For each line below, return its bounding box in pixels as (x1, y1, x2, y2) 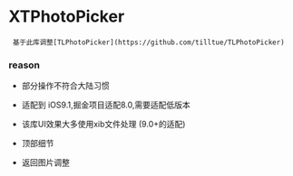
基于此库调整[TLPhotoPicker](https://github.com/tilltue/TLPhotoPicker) (12, 38, 285, 47)
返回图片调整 (21, 157, 70, 168)
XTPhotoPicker (8, 6, 125, 27)
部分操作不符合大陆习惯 (21, 80, 110, 91)
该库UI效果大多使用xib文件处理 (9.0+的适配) (21, 119, 186, 130)
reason (8, 59, 41, 71)
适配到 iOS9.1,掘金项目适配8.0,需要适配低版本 (21, 99, 191, 110)
